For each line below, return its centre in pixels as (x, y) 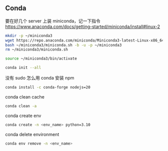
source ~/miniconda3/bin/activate (41, 59)
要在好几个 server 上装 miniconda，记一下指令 (53, 21)
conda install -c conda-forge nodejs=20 (48, 87)
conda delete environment (32, 134)
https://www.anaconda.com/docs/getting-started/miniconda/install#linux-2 (83, 26)
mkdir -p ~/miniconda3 (29, 35)
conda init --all (23, 68)
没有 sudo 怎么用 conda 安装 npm (40, 78)
